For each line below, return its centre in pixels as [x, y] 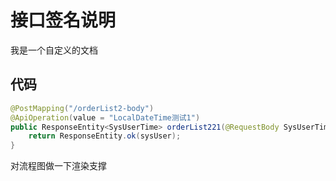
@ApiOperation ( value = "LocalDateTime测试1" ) [105, 117]
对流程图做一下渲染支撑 [58, 166]
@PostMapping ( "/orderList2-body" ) [82, 108]
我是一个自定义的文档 [54, 50]
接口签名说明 [63, 20]
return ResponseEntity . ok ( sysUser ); [105, 136]
